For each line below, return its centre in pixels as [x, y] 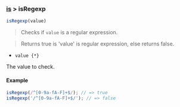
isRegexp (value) [26, 21]
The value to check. [30, 67]
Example [17, 80]
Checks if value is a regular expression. [69, 33]
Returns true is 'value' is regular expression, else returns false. [97, 44]
